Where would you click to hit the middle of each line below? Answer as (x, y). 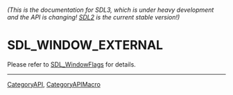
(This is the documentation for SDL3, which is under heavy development (111, 10)
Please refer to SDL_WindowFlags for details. (72, 64)
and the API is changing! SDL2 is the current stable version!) (94, 17)
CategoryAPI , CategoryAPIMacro (54, 84)
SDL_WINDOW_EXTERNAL (85, 45)
